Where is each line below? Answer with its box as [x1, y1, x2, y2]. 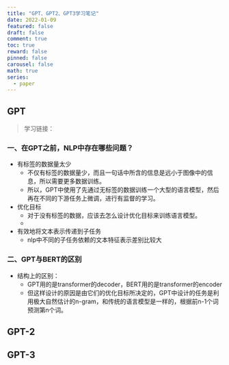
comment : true [7, 36, 48, 42]
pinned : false [7, 55, 48, 62]
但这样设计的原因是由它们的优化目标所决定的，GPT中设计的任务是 [27, 288, 214, 297]
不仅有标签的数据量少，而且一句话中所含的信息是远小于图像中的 [27, 168, 207, 177]
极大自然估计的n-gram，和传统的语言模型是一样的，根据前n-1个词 [33, 297, 219, 305]
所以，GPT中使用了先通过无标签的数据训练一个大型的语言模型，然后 [27, 186, 220, 194]
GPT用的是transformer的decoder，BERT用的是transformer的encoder [27, 280, 223, 288]
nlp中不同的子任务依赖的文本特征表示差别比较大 [27, 236, 162, 244]
